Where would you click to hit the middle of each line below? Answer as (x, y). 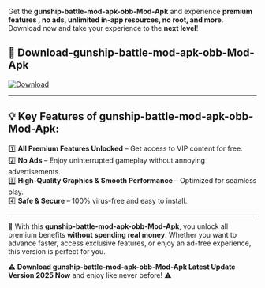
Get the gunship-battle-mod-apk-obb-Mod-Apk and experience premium (131, 11)
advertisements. (34, 171)
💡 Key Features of (52, 116)
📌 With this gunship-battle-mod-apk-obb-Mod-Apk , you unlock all (118, 226)
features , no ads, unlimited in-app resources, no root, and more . (116, 20)
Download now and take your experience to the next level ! (103, 28)
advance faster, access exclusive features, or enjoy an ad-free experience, (130, 243)
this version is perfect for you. (57, 251)
